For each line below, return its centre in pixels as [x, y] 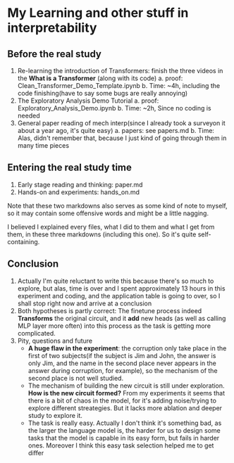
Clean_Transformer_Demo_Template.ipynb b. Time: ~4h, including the [119, 85]
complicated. [37, 333]
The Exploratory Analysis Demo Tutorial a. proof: [88, 101]
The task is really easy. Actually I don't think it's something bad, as [125, 423]
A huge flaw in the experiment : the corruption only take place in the [127, 348]
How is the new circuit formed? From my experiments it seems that [127, 393]
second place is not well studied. [76, 378]
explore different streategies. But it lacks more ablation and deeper [125, 408]
